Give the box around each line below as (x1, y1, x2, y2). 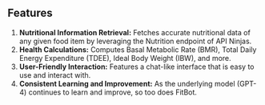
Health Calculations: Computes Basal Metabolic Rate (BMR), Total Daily (18, 44, 257, 55)
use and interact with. (18, 70, 91, 79)
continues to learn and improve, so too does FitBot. (28, 87, 198, 97)
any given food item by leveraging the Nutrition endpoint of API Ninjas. (18, 36, 252, 46)
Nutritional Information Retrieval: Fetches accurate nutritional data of (18, 27, 251, 37)
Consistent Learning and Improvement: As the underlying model (18, 79, 235, 88)
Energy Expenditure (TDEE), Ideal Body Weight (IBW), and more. (18, 53, 231, 63)
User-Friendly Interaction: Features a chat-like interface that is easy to (18, 62, 255, 71)
